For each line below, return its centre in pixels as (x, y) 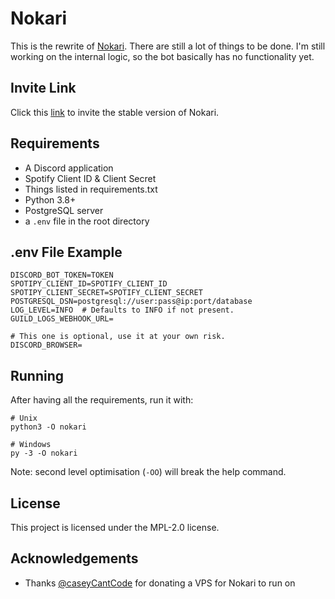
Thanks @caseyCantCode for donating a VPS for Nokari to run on (160, 583)
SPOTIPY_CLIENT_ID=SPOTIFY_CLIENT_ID (89, 284)
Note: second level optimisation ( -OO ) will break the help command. (148, 472)
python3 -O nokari (48, 427)
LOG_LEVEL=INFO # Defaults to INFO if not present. (122, 310)
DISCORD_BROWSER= (46, 345)
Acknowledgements (74, 558)
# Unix (24, 418)
